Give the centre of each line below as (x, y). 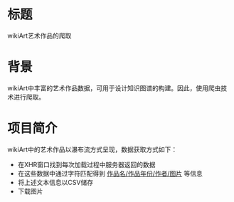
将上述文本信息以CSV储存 (55, 182)
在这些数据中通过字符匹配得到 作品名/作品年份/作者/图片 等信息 (110, 173)
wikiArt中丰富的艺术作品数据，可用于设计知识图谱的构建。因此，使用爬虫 (114, 88)
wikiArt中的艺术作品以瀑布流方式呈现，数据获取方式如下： (92, 149)
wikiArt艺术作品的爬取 (39, 36)
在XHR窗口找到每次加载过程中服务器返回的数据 (86, 164)
